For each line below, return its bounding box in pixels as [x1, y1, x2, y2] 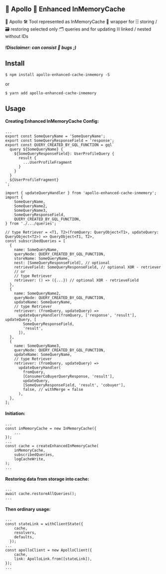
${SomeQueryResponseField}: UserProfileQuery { [14, 151, 114, 156]
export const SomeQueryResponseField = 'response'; [5, 138, 114, 143]
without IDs [5, 33, 29, 39]
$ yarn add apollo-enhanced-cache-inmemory [5, 91, 97, 96]
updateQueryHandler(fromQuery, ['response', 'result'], [18, 312, 137, 317]
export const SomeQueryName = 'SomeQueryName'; [5, 133, 106, 139]
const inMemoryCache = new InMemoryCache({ [5, 426, 97, 431]
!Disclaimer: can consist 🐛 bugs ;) [5, 44, 77, 50]
